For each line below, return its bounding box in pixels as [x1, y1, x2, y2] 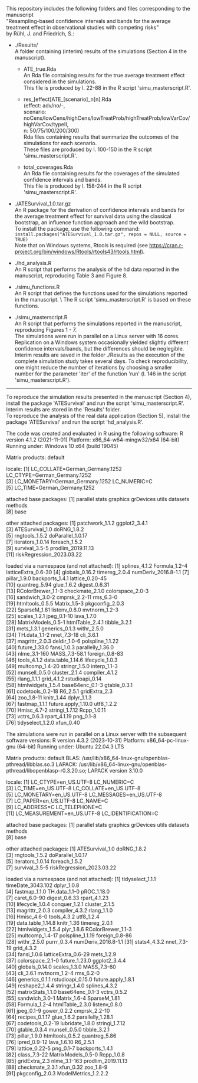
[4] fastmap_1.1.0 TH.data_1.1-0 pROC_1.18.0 [6, 888, 110, 895]
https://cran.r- [149, 242, 184, 248]
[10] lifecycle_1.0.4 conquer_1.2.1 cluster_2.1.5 [6, 901, 115, 908]
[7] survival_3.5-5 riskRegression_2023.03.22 [6, 864, 117, 871]
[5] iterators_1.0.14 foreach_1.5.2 [6, 858, 82, 865]
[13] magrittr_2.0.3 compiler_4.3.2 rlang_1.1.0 [6, 907, 113, 914]
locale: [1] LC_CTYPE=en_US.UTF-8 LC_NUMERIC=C [6, 778, 134, 786]
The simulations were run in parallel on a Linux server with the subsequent [6, 731, 187, 737]
